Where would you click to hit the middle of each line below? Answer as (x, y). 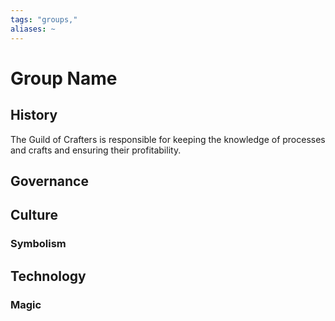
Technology (48, 276)
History (34, 115)
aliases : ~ (33, 29)
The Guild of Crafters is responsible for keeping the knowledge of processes (168, 139)
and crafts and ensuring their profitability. (96, 150)
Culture (34, 215)
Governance (49, 181)
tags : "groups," (44, 19)
